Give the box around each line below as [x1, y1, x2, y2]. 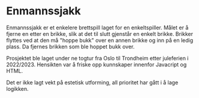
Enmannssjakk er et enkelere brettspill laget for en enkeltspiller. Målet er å [6, 24, 189, 31]
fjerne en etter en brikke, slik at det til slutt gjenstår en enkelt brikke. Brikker [6, 30, 194, 37]
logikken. [6, 85, 29, 92]
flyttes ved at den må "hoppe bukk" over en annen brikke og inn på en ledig [6, 36, 194, 44]
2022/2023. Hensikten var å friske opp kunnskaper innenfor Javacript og [6, 61, 187, 68]
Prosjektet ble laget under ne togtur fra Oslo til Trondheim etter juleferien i [6, 54, 189, 62]
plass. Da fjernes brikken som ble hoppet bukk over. [6, 43, 135, 50]
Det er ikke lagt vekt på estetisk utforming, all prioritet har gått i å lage [6, 79, 179, 86]
